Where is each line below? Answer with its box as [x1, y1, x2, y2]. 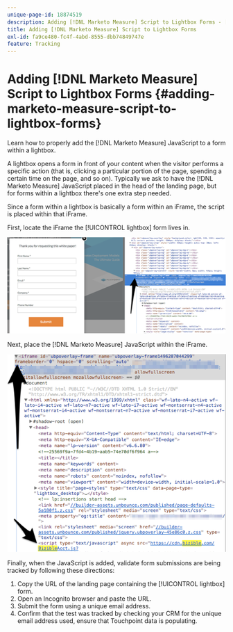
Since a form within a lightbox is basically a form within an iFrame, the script [7, 202, 225, 211]
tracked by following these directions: [7, 566, 115, 574]
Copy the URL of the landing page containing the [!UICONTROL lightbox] [17, 579, 225, 588]
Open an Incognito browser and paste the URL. [17, 594, 152, 603]
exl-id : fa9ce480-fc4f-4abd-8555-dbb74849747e [7, 33, 144, 40]
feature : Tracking [7, 40, 60, 48]
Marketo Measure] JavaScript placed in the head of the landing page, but [7, 181, 217, 191]
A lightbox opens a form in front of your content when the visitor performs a [7, 160, 224, 168]
